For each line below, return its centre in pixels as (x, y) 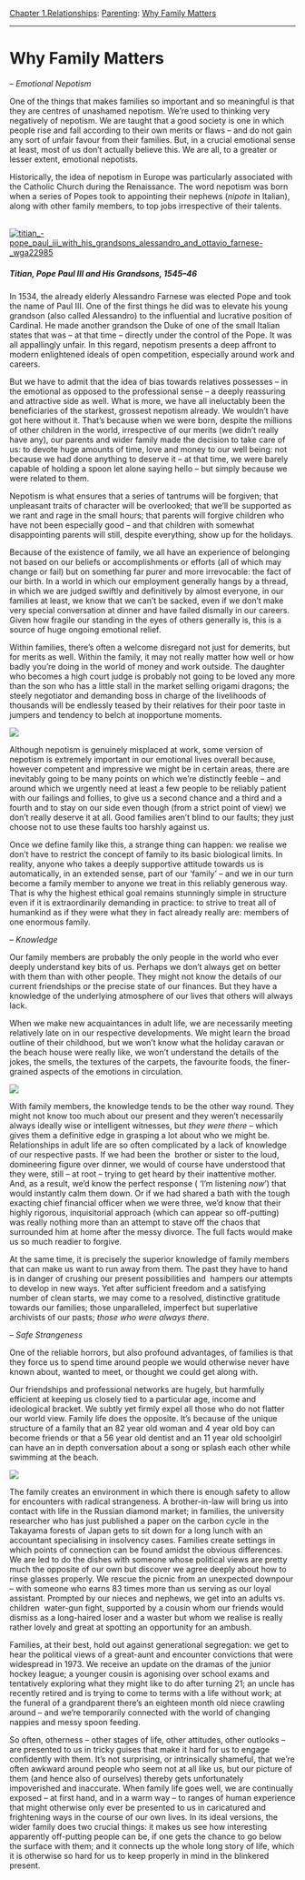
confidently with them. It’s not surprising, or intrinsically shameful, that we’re (152, 1759)
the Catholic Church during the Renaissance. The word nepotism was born (149, 187)
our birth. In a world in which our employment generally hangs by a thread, (149, 581)
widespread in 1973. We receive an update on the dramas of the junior (140, 1663)
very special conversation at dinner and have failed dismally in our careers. (150, 610)
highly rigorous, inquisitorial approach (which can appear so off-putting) (144, 1212)
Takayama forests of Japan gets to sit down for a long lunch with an (136, 1530)
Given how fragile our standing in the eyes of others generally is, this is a (146, 620)
